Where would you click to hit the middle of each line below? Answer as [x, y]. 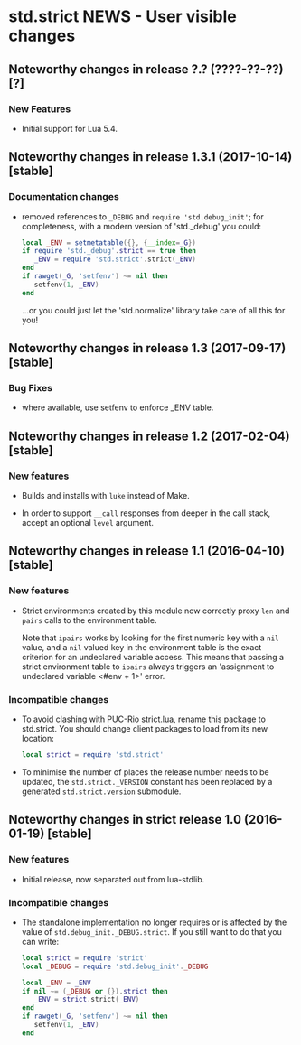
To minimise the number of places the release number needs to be [146, 772]
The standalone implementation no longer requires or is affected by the [154, 922]
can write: [40, 941]
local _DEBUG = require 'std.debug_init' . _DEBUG [115, 966]
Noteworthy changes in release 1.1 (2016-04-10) [147, 551]
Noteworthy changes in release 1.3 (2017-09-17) [147, 348]
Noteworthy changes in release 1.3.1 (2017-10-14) [150, 157]
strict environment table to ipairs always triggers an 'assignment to [148, 667]
